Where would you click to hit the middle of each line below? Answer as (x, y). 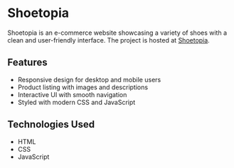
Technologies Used (51, 124)
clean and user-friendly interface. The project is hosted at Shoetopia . (108, 40)
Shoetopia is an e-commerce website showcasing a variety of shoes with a (117, 33)
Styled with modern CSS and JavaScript (76, 102)
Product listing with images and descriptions (83, 87)
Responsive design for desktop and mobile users (89, 79)
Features (27, 63)
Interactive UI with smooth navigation (72, 94)
